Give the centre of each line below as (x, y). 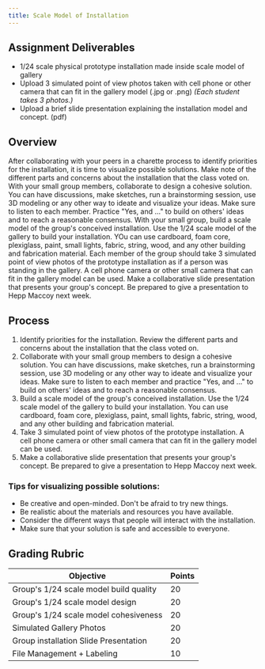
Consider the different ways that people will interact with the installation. (137, 520)
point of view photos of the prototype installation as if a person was (118, 262)
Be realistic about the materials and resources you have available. (127, 512)
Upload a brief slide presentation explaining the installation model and (133, 108)
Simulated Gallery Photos (59, 628)
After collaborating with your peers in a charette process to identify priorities (133, 161)
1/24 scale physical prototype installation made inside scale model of (132, 67)
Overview (33, 142)
